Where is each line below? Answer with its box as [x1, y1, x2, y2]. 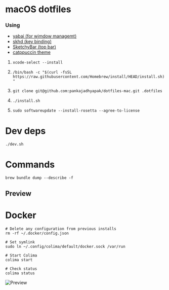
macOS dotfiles [5, 4, 71, 15]
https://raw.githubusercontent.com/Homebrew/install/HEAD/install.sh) [12, 75, 165, 80]
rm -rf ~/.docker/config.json [5, 231, 69, 236]
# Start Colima [5, 252, 37, 258]
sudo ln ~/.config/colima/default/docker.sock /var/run [5, 244, 125, 249]
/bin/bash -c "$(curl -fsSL [12, 70, 72, 75]
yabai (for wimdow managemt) [12, 33, 77, 39]
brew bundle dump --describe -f [5, 175, 73, 180]
